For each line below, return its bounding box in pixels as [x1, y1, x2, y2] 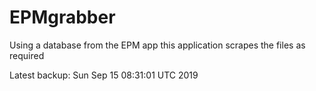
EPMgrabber [9, 6, 116, 29]
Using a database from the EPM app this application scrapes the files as [9, 39, 306, 51]
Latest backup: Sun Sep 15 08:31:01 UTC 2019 [9, 69, 199, 81]
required [9, 49, 45, 61]
